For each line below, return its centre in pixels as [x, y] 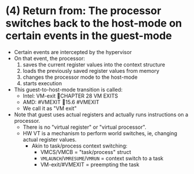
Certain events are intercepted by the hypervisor [73, 52]
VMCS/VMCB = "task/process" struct [86, 152]
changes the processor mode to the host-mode [80, 77]
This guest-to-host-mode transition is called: [68, 89]
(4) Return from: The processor [83, 11]
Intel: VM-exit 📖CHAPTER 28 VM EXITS [70, 96]
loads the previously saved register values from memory [91, 71]
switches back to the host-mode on [94, 23]
